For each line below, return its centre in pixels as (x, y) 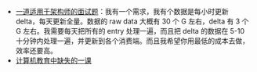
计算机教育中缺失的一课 (53, 60)
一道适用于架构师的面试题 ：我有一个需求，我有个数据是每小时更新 (122, 11)
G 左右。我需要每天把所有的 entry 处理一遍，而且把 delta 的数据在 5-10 (130, 31)
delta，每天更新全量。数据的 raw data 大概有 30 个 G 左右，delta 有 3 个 (132, 21)
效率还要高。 (36, 50)
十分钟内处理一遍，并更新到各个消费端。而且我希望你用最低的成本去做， (132, 41)
